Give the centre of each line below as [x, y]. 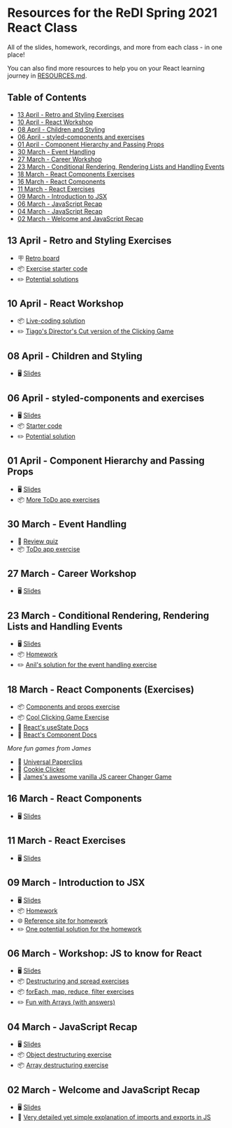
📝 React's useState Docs [53, 727]
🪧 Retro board [38, 258]
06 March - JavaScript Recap [60, 204]
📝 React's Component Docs [57, 735]
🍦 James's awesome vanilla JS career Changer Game [95, 777]
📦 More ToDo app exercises [58, 499]
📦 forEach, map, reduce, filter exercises [75, 991]
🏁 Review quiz [38, 541]
